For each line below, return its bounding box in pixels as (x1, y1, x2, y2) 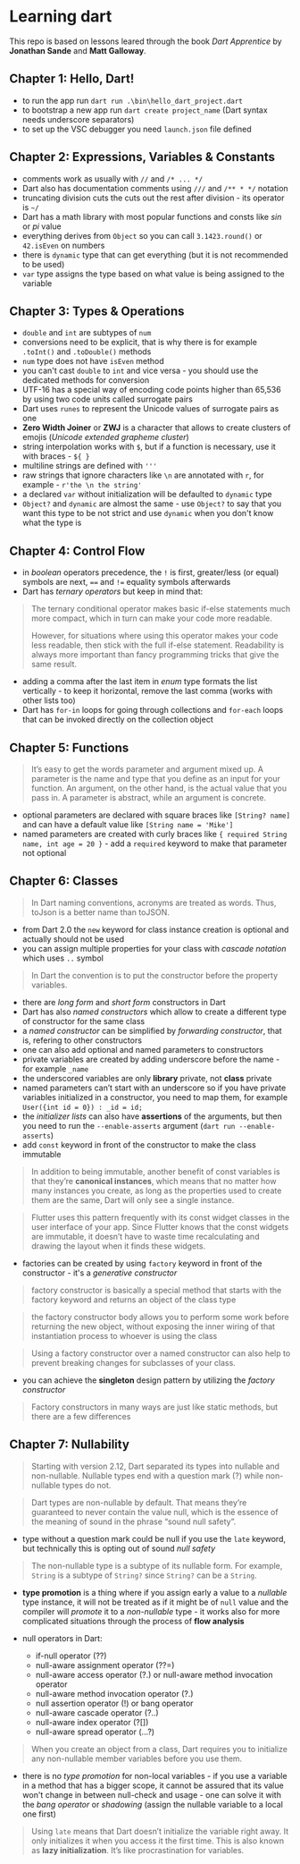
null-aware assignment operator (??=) (35, 1659, 175, 1670)
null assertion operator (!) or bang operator (35, 1698, 194, 1708)
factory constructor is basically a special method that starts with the (30, 1284, 282, 1295)
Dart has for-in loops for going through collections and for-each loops (21, 705, 284, 716)
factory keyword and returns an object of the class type (30, 1294, 237, 1305)
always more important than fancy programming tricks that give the (30, 649, 279, 660)
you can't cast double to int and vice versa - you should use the (21, 365, 259, 377)
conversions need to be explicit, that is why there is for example (21, 337, 257, 348)
